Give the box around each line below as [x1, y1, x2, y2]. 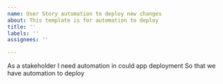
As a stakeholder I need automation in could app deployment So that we [7, 62, 216, 70]
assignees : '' [7, 36, 49, 43]
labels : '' [7, 29, 39, 37]
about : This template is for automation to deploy [7, 17, 159, 24]
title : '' [7, 23, 37, 30]
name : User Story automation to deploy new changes [7, 10, 162, 17]
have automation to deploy [7, 69, 84, 78]
